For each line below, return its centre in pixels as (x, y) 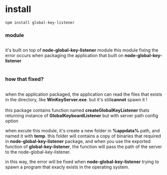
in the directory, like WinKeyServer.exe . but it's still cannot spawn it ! (76, 99)
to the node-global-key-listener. (38, 152)
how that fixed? (24, 79)
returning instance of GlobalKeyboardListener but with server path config (82, 115)
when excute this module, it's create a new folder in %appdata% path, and (82, 130)
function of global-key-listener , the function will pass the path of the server (84, 146)
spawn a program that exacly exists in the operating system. (67, 167)
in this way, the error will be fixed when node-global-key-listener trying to (82, 161)
